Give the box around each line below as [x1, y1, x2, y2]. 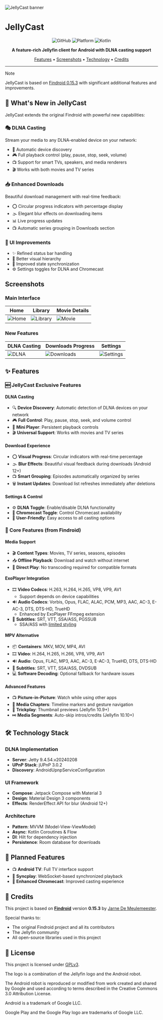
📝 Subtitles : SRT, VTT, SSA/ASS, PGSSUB [12, 616, 97, 622]
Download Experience [5, 442, 50, 449]
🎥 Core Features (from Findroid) [5, 527, 81, 534]
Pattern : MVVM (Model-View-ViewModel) [12, 823, 96, 830]
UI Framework [5, 779, 39, 786]
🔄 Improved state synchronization [12, 261, 80, 267]
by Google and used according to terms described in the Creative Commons [5, 986, 158, 991]
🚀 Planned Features [5, 853, 65, 861]
